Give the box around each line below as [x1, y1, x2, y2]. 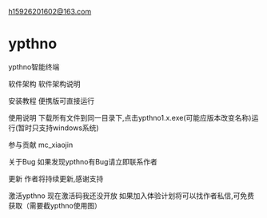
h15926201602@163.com [8, 7, 92, 16]
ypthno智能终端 [8, 61, 60, 71]
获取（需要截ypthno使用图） [8, 200, 102, 210]
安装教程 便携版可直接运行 [8, 96, 94, 105]
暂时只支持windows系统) [18, 123, 99, 133]
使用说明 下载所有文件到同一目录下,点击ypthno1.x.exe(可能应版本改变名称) [8, 113, 252, 122]
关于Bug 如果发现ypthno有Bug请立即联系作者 [8, 157, 157, 166]
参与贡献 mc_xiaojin [8, 140, 74, 149]
